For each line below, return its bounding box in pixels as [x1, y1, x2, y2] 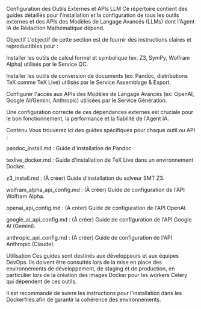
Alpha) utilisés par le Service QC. [6, 60, 88, 68]
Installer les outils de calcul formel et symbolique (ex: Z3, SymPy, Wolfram [6, 54, 190, 61]
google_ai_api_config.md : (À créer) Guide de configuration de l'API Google [6, 216, 192, 223]
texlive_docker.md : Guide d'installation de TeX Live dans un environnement [6, 156, 194, 164]
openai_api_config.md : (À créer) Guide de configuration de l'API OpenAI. [6, 205, 188, 211]
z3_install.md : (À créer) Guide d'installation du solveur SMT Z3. [6, 174, 165, 182]
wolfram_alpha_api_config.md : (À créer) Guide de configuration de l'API [6, 186, 185, 193]
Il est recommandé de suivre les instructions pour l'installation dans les [6, 290, 182, 296]
